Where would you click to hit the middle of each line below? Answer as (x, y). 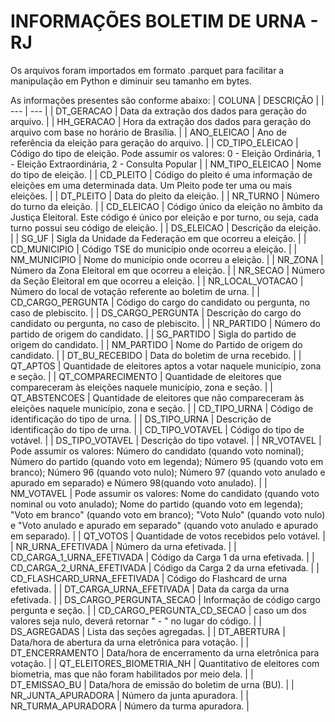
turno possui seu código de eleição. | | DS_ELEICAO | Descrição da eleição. (166, 227)
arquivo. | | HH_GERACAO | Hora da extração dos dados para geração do (161, 121)
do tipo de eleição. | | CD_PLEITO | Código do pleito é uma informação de (161, 174)
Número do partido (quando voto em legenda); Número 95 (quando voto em (167, 461)
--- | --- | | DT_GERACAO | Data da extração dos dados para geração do (158, 111)
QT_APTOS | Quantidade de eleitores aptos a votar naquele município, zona (166, 366)
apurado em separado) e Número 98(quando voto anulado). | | (139, 482)
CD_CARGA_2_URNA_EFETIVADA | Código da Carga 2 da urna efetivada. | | (165, 567)
